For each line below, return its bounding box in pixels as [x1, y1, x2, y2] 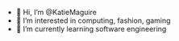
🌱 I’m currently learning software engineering [15, 24, 167, 33]
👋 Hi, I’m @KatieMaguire [15, 8, 97, 17]
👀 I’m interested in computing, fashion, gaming [15, 16, 171, 25]
